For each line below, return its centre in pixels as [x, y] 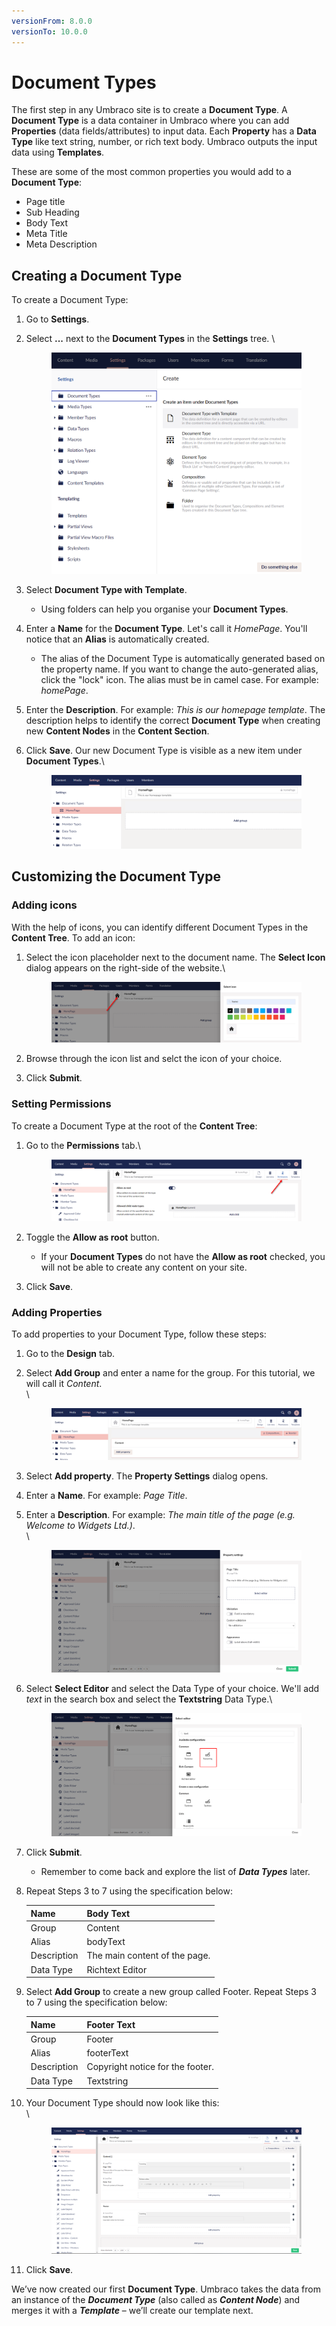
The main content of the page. [148, 1956]
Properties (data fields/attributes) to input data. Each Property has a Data [164, 131]
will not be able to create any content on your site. [144, 1267]
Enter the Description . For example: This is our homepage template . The [175, 709]
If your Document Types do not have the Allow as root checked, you [183, 1256]
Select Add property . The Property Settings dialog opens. [147, 1476]
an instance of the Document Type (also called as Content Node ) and [156, 2300]
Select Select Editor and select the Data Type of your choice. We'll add [172, 1688]
